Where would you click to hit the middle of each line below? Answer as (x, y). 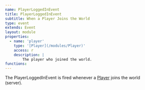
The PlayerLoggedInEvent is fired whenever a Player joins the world (73, 78)
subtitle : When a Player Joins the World (48, 18)
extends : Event (20, 28)
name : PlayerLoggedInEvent (32, 9)
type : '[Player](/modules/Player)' (50, 46)
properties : (17, 37)
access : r (24, 50)
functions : (16, 64)
